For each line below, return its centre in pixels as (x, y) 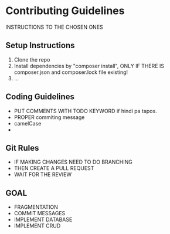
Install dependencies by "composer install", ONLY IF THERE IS (89, 66)
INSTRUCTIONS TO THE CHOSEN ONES (54, 27)
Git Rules (22, 148)
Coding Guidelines (40, 97)
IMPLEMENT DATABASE (43, 220)
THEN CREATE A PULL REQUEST (54, 168)
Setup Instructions (40, 45)
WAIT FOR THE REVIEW (42, 175)
